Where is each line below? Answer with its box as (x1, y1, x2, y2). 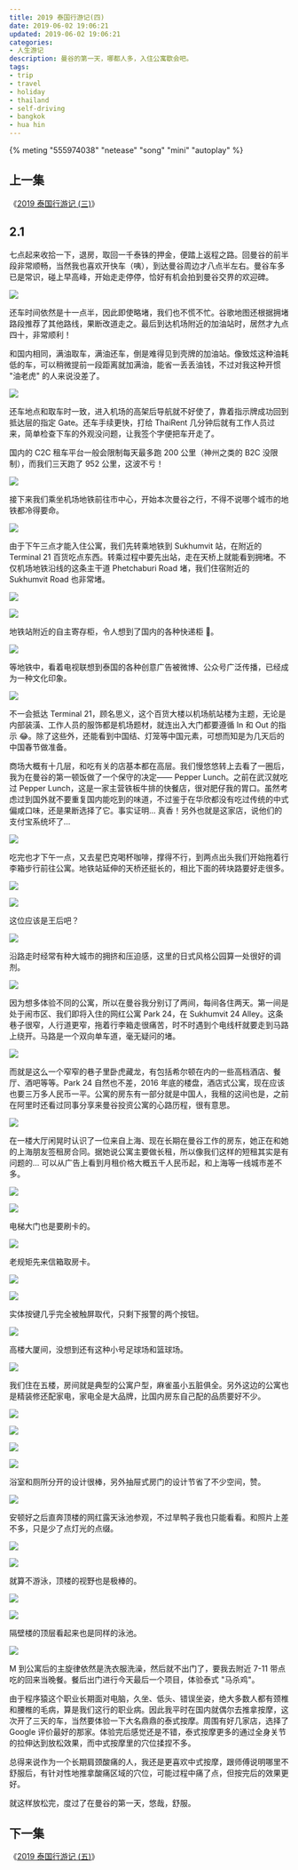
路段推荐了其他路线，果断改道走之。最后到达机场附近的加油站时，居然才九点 (9, 317, 289, 329)
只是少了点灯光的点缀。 (32, 1522, 118, 1534)
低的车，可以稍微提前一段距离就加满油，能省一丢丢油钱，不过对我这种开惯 (9, 359, 281, 370)
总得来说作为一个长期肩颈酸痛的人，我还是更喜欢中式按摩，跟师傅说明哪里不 (9, 1756, 289, 1767)
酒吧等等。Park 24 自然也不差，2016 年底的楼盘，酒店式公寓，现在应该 (24, 1077, 286, 1087)
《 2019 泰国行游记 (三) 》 (9, 197, 99, 209)
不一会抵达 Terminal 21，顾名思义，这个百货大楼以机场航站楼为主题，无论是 (9, 708, 286, 718)
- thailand (9, 95, 50, 105)
